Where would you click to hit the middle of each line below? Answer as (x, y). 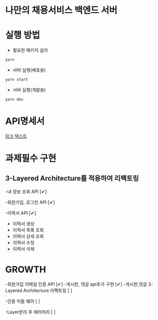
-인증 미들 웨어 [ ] (23, 301)
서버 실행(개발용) (29, 90)
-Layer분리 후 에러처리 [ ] (31, 312)
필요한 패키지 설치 (30, 50)
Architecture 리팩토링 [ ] (48, 290)
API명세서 (25, 121)
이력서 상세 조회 (28, 236)
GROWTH (26, 269)
